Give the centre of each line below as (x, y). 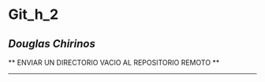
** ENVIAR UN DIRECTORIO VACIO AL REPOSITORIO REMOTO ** (114, 62)
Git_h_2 (34, 15)
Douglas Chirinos (52, 44)
